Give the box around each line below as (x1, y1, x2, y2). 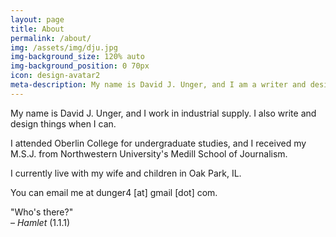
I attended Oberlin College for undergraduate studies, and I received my (10, 137, 307, 149)
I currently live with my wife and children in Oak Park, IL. (10, 167, 242, 179)
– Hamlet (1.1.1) (10, 216, 71, 228)
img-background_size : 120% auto (10, 52, 145, 62)
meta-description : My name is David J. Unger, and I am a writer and (10, 80, 307, 90)
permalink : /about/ (10, 33, 92, 43)
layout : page (10, 14, 65, 25)
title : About (10, 24, 65, 34)
